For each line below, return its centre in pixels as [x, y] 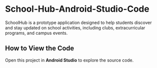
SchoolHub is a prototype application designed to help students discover [78, 23]
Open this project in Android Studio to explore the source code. [69, 60]
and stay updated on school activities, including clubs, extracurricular [75, 27]
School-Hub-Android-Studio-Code [77, 9]
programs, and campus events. [36, 33]
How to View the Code [40, 48]
